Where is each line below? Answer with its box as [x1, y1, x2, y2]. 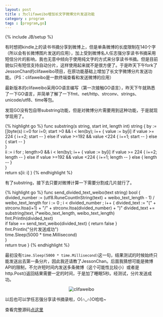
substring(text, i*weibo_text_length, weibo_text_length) [5, 210, 115, 216]
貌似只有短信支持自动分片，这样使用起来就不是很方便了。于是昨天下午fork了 [5, 62, 158, 68]
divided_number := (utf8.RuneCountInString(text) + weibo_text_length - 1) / [5, 195, 155, 201]
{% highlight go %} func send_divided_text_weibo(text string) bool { [5, 189, 141, 195]
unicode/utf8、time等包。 [5, 97, 57, 103]
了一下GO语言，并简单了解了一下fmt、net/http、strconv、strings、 [5, 91, 139, 97]
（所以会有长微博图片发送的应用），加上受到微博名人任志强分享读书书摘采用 [5, 50, 156, 56]
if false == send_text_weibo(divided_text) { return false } [5, 221, 117, 226]
